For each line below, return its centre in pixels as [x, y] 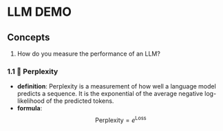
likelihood [31, 101]
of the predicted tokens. [80, 101]
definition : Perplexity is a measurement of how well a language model [117, 86]
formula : [30, 108]
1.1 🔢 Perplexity [33, 71]
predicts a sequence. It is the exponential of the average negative [110, 94]
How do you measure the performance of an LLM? [88, 53]
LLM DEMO [40, 12]
